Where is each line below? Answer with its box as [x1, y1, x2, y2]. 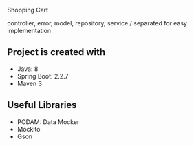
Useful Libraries [7, 99, 77, 111]
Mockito [17, 125, 41, 133]
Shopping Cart [7, 6, 49, 14]
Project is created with [7, 46, 106, 58]
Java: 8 [17, 65, 39, 73]
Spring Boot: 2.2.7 [17, 72, 69, 80]
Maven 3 [17, 79, 43, 87]
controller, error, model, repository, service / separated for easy [7, 19, 188, 27]
